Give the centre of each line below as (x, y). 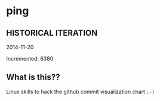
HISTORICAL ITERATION (52, 33)
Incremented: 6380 (30, 59)
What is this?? (33, 78)
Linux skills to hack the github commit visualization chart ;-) (81, 91)
